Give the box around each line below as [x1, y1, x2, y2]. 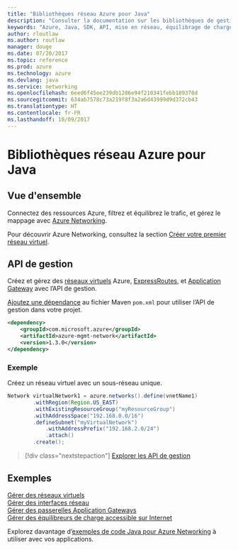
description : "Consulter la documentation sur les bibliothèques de [7, 17, 214, 24]
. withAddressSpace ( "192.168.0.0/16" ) [33, 412, 144, 419]
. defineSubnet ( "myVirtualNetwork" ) [33, 419, 138, 426]
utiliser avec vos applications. [7, 534, 94, 543]
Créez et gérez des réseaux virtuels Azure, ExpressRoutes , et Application [7, 277, 222, 285]
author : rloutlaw [7, 30, 59, 38]
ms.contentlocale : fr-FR [7, 109, 81, 116]
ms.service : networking [7, 83, 78, 90]
